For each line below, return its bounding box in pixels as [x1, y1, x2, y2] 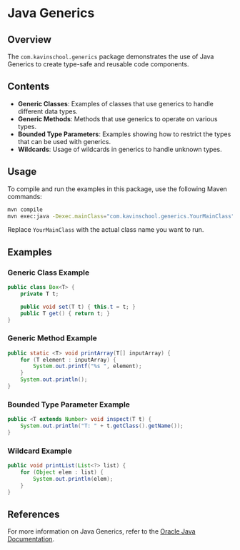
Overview [7, 34, 52, 46]
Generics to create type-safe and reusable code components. [7, 60, 189, 68]
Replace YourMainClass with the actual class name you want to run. [7, 225, 204, 234]
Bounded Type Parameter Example [7, 399, 131, 409]
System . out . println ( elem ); [33, 475, 114, 482]
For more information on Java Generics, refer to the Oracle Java [7, 527, 196, 536]
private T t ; [20, 290, 59, 297]
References [7, 508, 60, 520]
